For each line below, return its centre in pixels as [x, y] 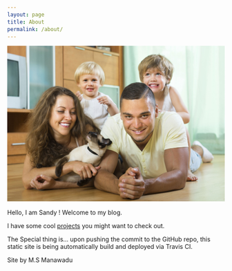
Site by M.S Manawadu [40, 260]
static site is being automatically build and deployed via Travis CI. [100, 247]
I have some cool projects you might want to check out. [86, 226]
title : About [26, 22]
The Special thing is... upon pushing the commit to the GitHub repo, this [109, 239]
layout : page [26, 15]
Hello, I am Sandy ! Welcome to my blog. [65, 213]
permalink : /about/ [35, 29]
